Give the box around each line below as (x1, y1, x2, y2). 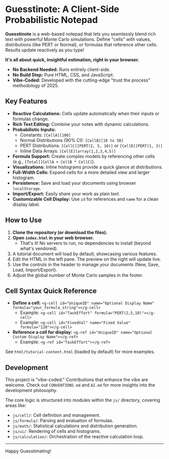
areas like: (5, 403, 27, 409)
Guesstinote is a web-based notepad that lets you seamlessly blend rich (5, 31, 156, 37)
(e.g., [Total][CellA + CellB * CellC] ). (12, 159, 96, 165)
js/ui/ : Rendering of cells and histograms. (12, 428, 102, 434)
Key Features (5, 97, 48, 106)
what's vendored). (20, 245, 58, 251)
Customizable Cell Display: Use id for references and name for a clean (12, 196, 159, 202)
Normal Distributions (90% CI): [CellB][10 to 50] (20, 137, 124, 143)
